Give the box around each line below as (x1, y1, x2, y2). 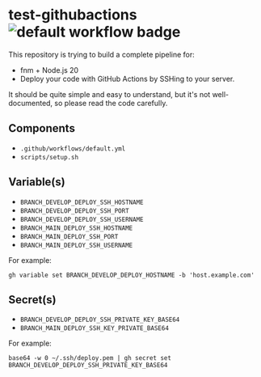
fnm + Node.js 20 (19, 65, 79, 74)
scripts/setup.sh (19, 153, 79, 161)
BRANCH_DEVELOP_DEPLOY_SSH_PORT (19, 206, 129, 215)
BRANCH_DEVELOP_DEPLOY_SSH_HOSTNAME (19, 198, 144, 206)
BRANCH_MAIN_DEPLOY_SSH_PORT (19, 232, 119, 240)
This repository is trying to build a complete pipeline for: (8, 49, 196, 59)
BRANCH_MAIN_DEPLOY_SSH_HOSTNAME (19, 224, 133, 232)
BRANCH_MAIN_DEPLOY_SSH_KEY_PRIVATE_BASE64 (19, 324, 170, 333)
